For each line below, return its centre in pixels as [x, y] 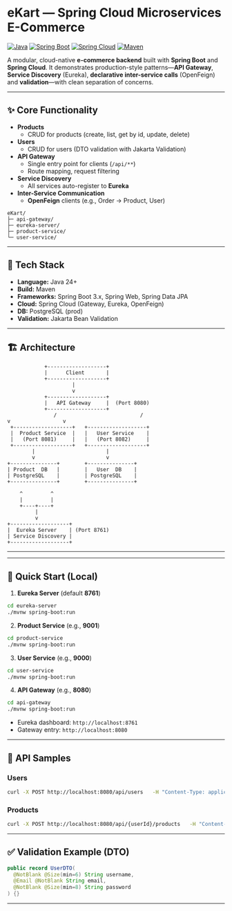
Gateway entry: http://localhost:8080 [72, 730]
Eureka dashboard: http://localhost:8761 [77, 723]
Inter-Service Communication [61, 193]
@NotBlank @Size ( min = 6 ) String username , [74, 874]
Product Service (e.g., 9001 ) [58, 625]
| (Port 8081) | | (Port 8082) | [80, 440]
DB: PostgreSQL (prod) [50, 311]
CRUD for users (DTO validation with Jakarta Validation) [107, 149]
